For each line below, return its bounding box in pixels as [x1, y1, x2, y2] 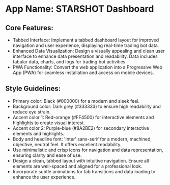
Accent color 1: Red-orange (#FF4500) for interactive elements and [12, 114, 154, 120]
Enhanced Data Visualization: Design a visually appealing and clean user [12, 48, 165, 54]
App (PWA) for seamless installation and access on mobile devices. [12, 70, 154, 76]
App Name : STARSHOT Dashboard [5, 3, 154, 15]
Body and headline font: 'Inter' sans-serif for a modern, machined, [12, 136, 152, 142]
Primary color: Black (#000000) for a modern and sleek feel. [12, 98, 140, 104]
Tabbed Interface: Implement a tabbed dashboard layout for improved [12, 37, 159, 43]
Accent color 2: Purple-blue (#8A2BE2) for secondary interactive [12, 125, 149, 131]
